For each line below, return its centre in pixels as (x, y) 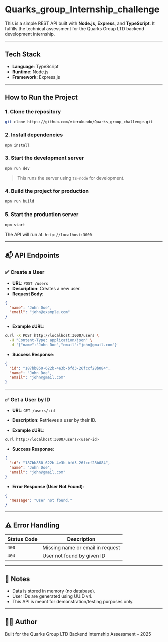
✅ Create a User (25, 272)
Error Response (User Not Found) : (48, 486)
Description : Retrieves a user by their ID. (54, 420)
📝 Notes (18, 579)
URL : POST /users (30, 283)
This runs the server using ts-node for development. (71, 178)
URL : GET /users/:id (34, 411)
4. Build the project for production (47, 191)
